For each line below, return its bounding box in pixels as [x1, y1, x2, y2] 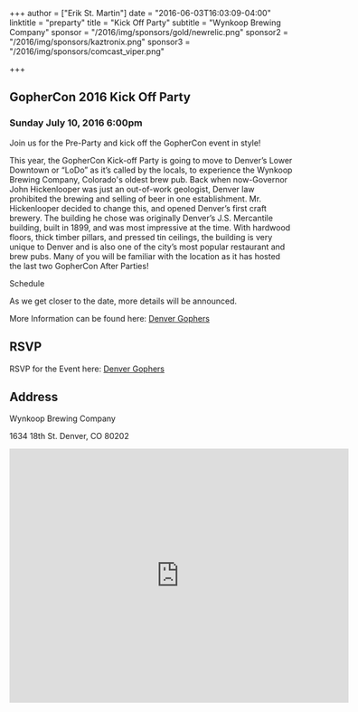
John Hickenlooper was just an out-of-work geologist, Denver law [9, 183, 255, 194]
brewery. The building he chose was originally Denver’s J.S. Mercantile [9, 212, 274, 223]
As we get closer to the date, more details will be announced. [9, 295, 238, 306]
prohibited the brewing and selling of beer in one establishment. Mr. [9, 193, 262, 204]
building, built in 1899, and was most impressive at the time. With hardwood [9, 221, 291, 233]
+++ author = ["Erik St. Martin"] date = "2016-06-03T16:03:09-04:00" [9, 8, 271, 18]
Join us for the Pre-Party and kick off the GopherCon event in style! [9, 137, 261, 148]
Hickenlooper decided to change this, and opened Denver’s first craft [9, 202, 267, 213]
